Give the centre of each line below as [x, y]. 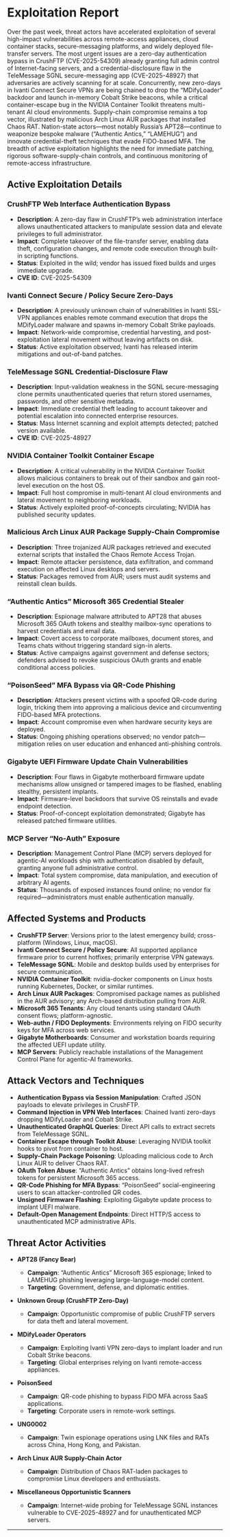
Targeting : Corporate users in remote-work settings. [101, 1411]
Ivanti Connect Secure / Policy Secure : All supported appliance [107, 950]
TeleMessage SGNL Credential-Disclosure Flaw [88, 372]
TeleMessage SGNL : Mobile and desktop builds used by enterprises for [118, 964]
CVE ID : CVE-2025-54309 [54, 277]
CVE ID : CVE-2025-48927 [54, 438]
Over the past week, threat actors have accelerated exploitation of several [111, 32]
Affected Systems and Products [76, 919]
